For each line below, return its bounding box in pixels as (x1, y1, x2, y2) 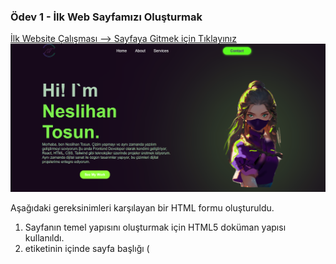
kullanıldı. (24, 232, 65, 244)
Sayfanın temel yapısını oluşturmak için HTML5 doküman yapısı (24, 221, 287, 234)
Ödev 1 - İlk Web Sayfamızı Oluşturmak (10, 10, 203, 24)
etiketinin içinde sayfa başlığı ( (24, 243, 150, 255)
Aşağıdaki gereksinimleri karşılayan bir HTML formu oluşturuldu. (10, 202, 275, 214)
